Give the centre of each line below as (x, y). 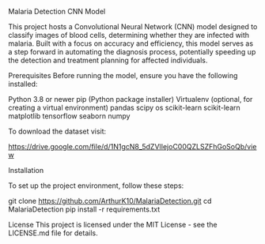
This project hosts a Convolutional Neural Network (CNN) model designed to (133, 26)
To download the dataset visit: (57, 131)
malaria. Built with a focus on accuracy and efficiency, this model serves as (131, 43)
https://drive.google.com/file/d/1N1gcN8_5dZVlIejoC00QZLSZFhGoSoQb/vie (132, 146)
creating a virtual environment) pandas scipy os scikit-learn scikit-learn (125, 107)
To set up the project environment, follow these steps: (96, 186)
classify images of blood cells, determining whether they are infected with (129, 35)
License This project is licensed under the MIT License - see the (113, 225)
